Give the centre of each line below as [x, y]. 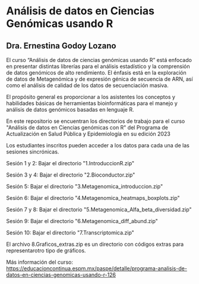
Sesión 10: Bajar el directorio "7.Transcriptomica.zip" [70, 233]
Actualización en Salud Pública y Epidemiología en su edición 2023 [88, 134]
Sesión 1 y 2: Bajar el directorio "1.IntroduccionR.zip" [70, 163]
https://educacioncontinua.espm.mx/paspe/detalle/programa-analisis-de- [97, 268]
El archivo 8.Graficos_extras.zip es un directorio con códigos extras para [95, 244]
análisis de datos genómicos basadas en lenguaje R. [70, 109]
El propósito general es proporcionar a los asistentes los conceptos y [91, 97]
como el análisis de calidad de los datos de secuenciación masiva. [87, 85]
